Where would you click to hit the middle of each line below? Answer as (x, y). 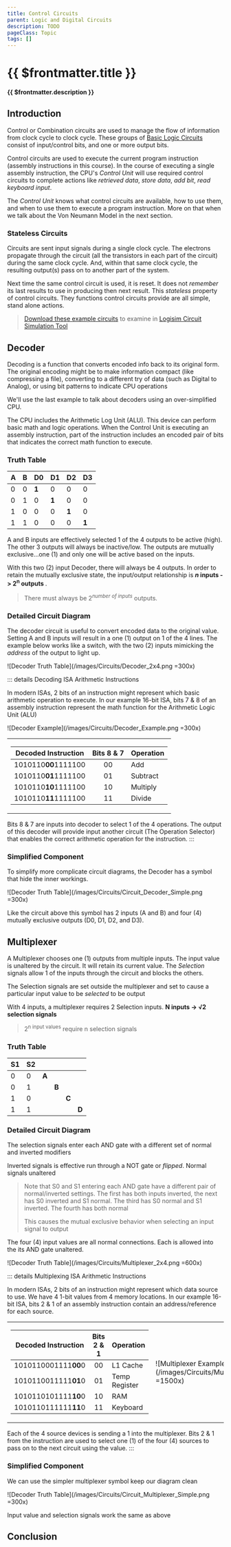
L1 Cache (127, 1365)
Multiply (143, 787)
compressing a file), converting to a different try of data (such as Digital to (112, 378)
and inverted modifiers (39, 1152)
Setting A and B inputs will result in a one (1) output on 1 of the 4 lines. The (112, 638)
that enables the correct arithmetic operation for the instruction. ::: (101, 839)
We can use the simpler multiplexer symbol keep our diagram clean (102, 1481)
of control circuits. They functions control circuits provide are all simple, (109, 298)
